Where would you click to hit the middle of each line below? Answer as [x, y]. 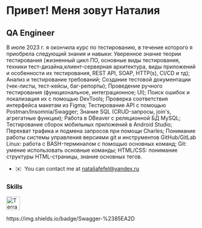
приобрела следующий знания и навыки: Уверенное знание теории [94, 54]
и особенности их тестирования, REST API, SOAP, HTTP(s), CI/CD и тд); [98, 73]
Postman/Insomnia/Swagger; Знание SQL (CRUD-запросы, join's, [89, 112]
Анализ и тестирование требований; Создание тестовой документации [99, 80]
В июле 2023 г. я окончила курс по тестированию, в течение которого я [99, 47]
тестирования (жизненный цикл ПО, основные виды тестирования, [93, 60]
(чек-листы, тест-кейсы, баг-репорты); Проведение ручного [84, 86]
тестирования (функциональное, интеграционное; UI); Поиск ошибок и [98, 92]
